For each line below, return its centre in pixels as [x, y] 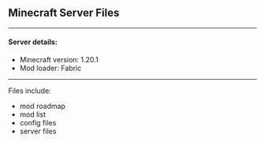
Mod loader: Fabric [50, 68]
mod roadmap [42, 106]
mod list [32, 114]
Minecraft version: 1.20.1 [59, 60]
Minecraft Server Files [64, 13]
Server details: [33, 42]
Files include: [30, 91]
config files [38, 123]
